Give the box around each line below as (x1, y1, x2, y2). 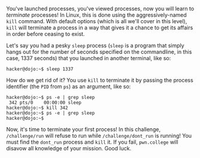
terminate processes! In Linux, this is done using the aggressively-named (6, 11, 187, 18)
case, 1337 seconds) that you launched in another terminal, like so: (6, 55, 171, 61)
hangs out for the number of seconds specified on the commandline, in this (6, 48, 192, 55)
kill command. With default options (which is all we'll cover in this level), (6, 18, 187, 24)
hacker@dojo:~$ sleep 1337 (6, 66, 74, 72)
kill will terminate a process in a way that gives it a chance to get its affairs (6, 24, 193, 31)
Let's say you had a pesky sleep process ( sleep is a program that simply (6, 42, 184, 49)
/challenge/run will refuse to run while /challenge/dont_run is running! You (6, 132, 192, 139)
